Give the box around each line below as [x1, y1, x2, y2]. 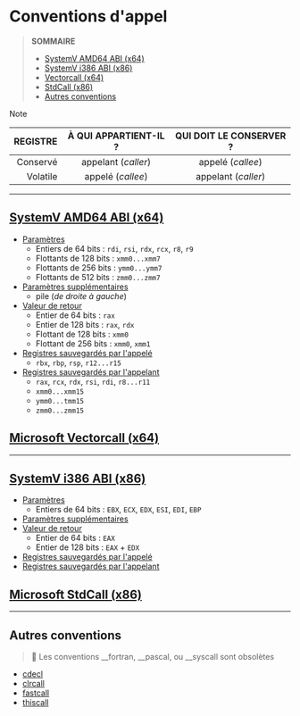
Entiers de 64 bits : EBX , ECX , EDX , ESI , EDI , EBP [35, 504, 202, 515]
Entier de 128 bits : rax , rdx [35, 319, 135, 329]
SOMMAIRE [30, 36, 76, 46]
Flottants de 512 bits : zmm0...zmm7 [35, 271, 161, 282]
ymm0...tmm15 [35, 396, 85, 405]
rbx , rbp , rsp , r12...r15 [35, 357, 122, 368]
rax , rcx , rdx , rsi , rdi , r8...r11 [35, 376, 151, 387]
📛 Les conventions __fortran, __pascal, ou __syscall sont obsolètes [30, 652, 275, 662]
